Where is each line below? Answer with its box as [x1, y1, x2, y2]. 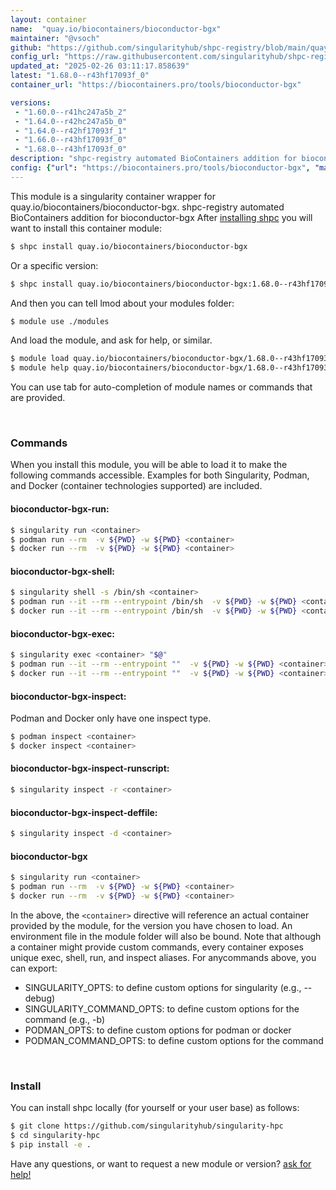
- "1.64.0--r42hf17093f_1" [14, 126, 128, 136]
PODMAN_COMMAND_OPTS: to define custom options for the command [24, 1034, 324, 1046]
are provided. [10, 392, 66, 404]
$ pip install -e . [10, 1139, 92, 1150]
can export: [10, 962, 58, 974]
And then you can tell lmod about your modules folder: [10, 297, 235, 309]
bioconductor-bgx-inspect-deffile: [10, 806, 158, 818]
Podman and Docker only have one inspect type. [10, 712, 212, 725]
